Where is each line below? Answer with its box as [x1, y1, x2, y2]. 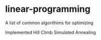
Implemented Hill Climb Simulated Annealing [5, 29, 96, 35]
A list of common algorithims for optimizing [5, 20, 94, 26]
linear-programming [5, 3, 91, 15]
